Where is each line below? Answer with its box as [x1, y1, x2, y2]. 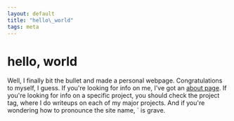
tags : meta [7, 23, 39, 30]
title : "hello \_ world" [7, 17, 74, 24]
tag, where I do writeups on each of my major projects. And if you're [7, 99, 205, 107]
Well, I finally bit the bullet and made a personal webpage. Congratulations [7, 76, 223, 85]
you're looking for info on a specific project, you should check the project [7, 92, 220, 100]
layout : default [7, 10, 55, 17]
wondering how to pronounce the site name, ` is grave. [7, 106, 166, 115]
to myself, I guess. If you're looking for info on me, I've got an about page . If [7, 84, 227, 92]
